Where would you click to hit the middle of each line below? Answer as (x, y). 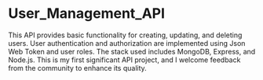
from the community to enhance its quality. (77, 68)
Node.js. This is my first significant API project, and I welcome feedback (124, 60)
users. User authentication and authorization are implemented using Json (127, 43)
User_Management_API (87, 14)
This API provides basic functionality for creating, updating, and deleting (125, 35)
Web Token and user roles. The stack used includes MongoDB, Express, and (132, 51)
